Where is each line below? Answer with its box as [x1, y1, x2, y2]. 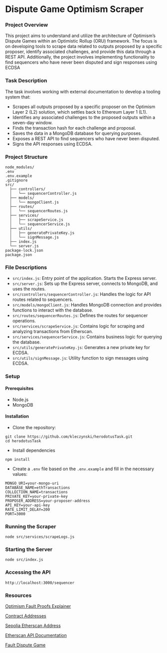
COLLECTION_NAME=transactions [5, 489, 68, 494]
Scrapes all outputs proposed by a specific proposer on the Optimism [12, 104, 156, 110]
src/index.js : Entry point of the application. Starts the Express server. [12, 275, 157, 281]
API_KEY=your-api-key [5, 502, 50, 508]
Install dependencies [12, 447, 56, 453]
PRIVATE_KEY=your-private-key [5, 494, 68, 499]
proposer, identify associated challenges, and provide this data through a [5, 49, 156, 55]
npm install [5, 457, 30, 462]
